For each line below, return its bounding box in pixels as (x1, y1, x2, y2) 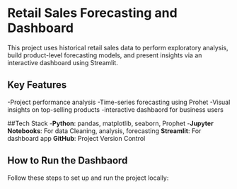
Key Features (7, 79, 67, 91)
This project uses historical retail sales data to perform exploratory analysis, (7, 43, 229, 52)
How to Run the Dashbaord (7, 154, 128, 167)
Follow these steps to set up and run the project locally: (7, 173, 169, 182)
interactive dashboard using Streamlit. (7, 58, 118, 67)
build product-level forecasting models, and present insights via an (7, 51, 202, 59)
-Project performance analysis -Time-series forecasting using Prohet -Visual (7, 98, 231, 106)
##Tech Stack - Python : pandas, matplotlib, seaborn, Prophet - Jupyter (7, 119, 214, 127)
